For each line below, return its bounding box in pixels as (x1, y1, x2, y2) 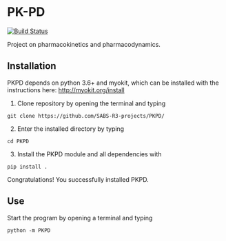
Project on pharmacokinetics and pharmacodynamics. (7, 40, 161, 48)
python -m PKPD (7, 227, 51, 234)
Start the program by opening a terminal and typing (7, 213, 153, 222)
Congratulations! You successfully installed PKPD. (7, 175, 150, 183)
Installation (7, 60, 56, 72)
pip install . (7, 163, 48, 170)
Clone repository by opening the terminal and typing (17, 99, 166, 107)
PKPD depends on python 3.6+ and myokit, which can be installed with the (7, 78, 219, 87)
